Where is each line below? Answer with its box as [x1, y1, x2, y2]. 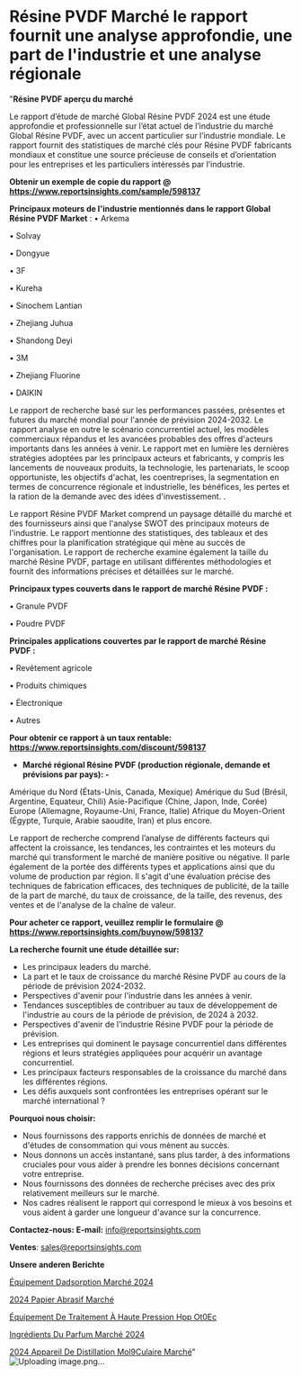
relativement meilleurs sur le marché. [22, 1187, 160, 1199]
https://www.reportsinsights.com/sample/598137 [9, 186, 200, 196]
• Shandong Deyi [9, 335, 74, 346]
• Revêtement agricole [9, 662, 93, 673]
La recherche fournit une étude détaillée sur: [9, 944, 180, 955]
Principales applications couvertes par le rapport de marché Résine [9, 635, 267, 646]
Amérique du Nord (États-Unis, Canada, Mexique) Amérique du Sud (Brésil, [9, 786, 288, 797]
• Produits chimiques [9, 680, 87, 691]
